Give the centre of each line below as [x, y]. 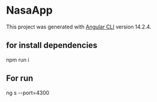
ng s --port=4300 [28, 93]
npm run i [18, 59]
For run [20, 79]
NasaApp [30, 10]
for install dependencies [52, 45]
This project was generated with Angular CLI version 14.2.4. [79, 27]
